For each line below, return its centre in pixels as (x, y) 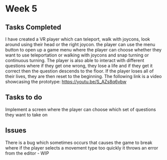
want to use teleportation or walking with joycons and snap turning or (77, 55)
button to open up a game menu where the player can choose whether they (83, 50)
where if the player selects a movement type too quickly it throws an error (82, 147)
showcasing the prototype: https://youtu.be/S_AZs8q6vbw (66, 81)
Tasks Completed (33, 27)
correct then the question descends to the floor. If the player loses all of (79, 71)
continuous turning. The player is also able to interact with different (75, 60)
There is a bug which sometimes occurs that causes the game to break (79, 142)
